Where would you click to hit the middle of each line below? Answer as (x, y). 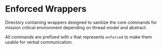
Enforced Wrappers (46, 9)
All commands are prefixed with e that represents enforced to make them (79, 37)
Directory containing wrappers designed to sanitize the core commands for (81, 22)
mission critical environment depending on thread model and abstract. (76, 27)
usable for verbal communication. (39, 42)
